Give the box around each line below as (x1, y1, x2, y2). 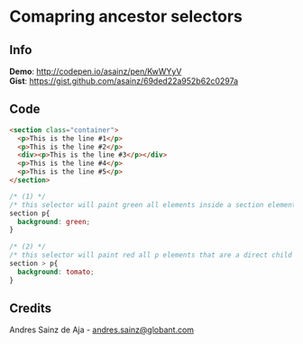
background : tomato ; (17, 267, 95, 276)
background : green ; (17, 217, 91, 226)
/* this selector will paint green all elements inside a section (9, 200, 264, 209)
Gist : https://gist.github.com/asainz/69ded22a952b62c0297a (9, 76, 239, 86)
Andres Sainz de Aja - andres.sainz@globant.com (9, 324, 195, 335)
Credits (9, 300, 52, 316)
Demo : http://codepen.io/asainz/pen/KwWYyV (9, 66, 182, 77)
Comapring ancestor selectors (9, 6, 243, 27)
